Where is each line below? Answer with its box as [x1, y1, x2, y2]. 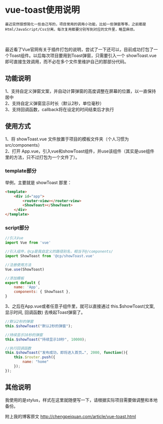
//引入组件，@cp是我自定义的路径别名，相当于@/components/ [5, 249, 113, 254]
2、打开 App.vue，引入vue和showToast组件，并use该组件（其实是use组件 [5, 148, 155, 154]
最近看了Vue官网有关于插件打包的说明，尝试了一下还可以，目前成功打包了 [5, 46, 154, 52]
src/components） [5, 142, 42, 148]
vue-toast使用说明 [5, 4, 80, 16]
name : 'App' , [14, 285, 40, 290]
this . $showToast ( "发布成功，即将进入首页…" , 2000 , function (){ [5, 350, 128, 355]
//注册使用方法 [5, 262, 32, 267]
